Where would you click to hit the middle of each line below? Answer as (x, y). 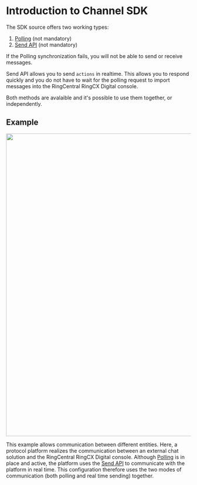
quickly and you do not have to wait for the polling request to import (88, 80)
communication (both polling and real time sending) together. (80, 476)
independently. (24, 103)
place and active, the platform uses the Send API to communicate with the (96, 463)
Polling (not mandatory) (43, 38)
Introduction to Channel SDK (77, 11)
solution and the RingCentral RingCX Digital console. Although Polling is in (95, 457)
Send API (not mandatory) (46, 45)
